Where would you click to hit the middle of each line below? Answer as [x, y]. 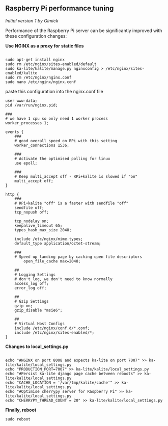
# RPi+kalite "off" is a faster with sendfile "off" [72, 203]
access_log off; [32, 283]
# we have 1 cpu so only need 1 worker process [57, 118]
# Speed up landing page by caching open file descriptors [78, 257]
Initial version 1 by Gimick [32, 20]
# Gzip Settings [32, 301]
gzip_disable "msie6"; [38, 310]
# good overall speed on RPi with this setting [66, 141]
